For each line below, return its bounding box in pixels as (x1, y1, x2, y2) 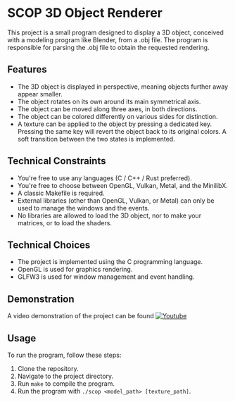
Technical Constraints (7, 155, 106, 167)
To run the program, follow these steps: (7, 351, 122, 359)
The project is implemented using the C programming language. (17, 258, 203, 266)
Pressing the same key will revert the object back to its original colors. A (17, 127, 227, 135)
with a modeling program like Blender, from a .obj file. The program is (7, 35, 208, 44)
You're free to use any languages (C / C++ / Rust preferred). (17, 174, 192, 182)
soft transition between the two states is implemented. (17, 134, 175, 143)
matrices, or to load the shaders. (17, 218, 113, 227)
